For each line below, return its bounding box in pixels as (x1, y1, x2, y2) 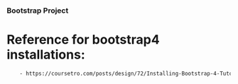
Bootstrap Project (6, 6, 69, 16)
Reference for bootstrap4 (6, 32, 161, 48)
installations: (6, 47, 86, 63)
